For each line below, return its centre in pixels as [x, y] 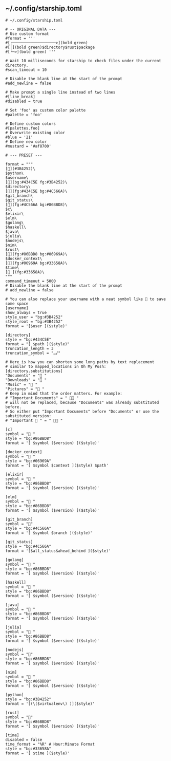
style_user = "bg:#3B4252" [34, 317]
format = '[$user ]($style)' [36, 326]
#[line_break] [20, 97]
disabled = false [24, 739]
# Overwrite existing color [35, 133]
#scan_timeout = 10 [26, 70]
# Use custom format [27, 34]
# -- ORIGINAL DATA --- [31, 29]
